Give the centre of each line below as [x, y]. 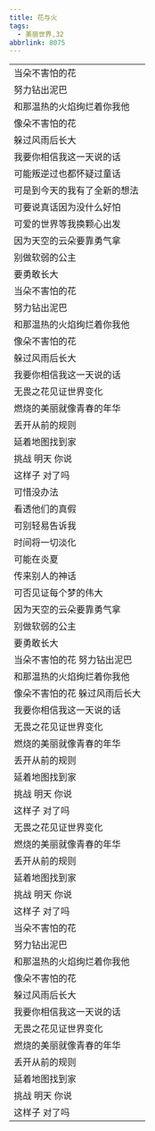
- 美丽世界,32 [41, 34]
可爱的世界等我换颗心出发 [68, 224]
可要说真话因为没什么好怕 [68, 207]
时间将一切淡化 [45, 543]
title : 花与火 [33, 17]
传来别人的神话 [45, 576]
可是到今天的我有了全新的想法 [77, 190]
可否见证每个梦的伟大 [59, 593]
